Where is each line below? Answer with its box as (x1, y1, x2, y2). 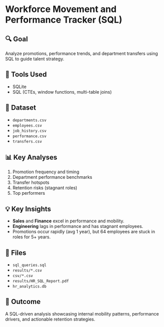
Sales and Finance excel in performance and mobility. (12, 218, 124, 224)
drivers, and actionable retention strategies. (5, 316, 95, 322)
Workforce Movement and (5, 4, 117, 15)
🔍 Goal (5, 35, 28, 43)
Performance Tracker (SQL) (5, 14, 123, 26)
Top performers (12, 190, 45, 196)
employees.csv (12, 123, 42, 128)
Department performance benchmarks (12, 174, 93, 180)
